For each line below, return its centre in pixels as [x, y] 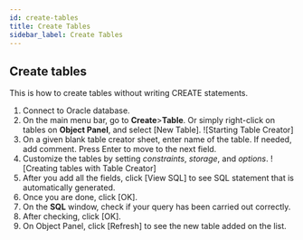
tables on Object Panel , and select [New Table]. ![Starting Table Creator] [158, 130]
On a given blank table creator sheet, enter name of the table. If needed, [157, 139]
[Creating [40, 168]
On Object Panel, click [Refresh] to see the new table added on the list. [154, 226]
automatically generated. [69, 187]
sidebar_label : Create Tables [66, 34]
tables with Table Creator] [108, 168]
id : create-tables [44, 18]
